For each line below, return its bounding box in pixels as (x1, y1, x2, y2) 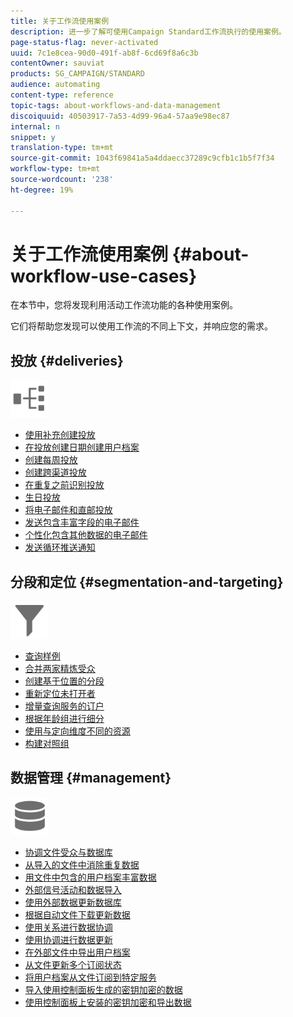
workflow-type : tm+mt (10, 164, 101, 174)
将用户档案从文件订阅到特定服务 (24, 971, 157, 983)
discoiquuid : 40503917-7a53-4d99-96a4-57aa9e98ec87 (10, 111, 230, 121)
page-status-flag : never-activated (10, 37, 159, 47)
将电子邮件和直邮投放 (24, 504, 113, 516)
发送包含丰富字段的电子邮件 (24, 516, 140, 529)
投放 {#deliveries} (10, 352, 124, 369)
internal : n (10, 121, 60, 132)
